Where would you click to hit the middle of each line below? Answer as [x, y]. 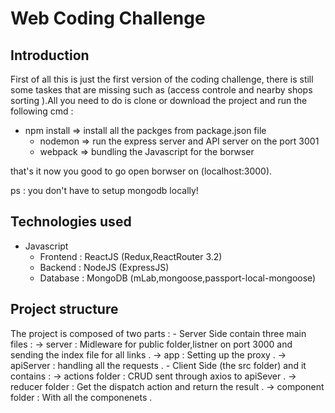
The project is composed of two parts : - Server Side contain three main [158, 333]
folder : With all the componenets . [81, 397]
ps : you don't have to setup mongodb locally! [104, 190]
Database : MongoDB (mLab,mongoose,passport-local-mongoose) [178, 278]
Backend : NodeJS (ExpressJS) [104, 267]
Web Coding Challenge [108, 18]
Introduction [50, 55]
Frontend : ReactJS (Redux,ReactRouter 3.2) [131, 256]
